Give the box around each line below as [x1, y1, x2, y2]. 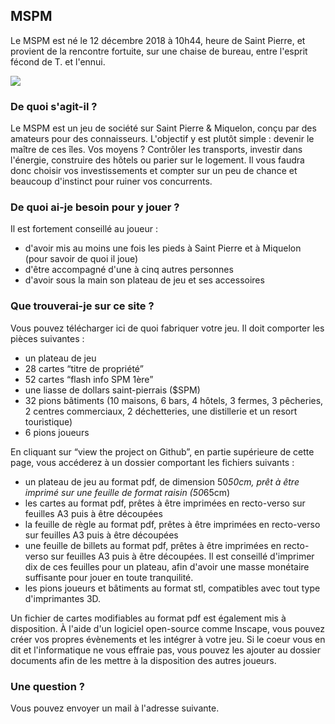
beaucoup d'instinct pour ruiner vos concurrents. [10, 175, 213, 188]
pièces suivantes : [10, 332, 85, 344]
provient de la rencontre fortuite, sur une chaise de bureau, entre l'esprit [10, 45, 308, 57]
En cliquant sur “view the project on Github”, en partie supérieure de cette [10, 445, 315, 458]
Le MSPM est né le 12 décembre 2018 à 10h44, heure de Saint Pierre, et [10, 34, 306, 46]
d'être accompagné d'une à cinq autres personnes [24, 264, 234, 276]
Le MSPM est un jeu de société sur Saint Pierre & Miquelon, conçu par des [10, 122, 317, 134]
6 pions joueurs [24, 426, 90, 438]
